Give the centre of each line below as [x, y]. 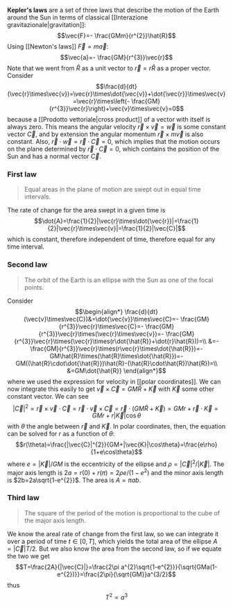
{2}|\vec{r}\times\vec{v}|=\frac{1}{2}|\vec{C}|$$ [116, 228]
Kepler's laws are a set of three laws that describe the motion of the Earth [113, 10]
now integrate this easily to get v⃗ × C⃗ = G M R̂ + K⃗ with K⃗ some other [111, 389]
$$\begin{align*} [99, 311]
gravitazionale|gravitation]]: [47, 25]
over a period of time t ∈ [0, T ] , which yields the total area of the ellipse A [112, 541]
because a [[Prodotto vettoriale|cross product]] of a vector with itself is [109, 119]
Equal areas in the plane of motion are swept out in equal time [112, 190]
